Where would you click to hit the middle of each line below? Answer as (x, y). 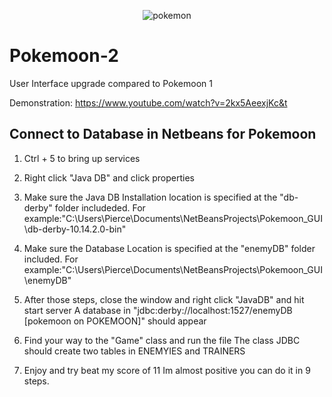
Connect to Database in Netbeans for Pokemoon (163, 134)
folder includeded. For (100, 207)
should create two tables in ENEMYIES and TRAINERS (134, 351)
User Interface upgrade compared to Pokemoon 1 (111, 83)
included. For (51, 259)
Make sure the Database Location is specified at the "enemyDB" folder (169, 248)
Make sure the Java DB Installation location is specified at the (150, 197)
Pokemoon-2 (64, 56)
